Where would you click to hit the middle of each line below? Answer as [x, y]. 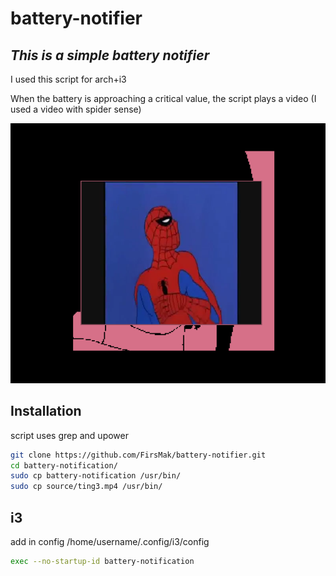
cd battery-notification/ [64, 465]
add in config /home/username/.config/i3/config [110, 541]
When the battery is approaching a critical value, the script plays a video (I [163, 98]
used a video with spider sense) [76, 109]
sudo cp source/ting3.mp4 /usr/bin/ [86, 487]
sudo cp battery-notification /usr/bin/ [96, 476]
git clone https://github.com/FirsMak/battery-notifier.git [138, 455]
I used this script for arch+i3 [68, 79]
